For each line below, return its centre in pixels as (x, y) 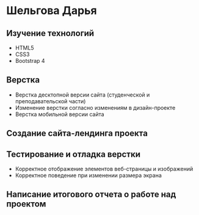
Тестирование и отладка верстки (74, 154)
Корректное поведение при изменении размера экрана (88, 175)
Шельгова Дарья (52, 11)
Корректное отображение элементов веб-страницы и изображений (104, 169)
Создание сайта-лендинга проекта (77, 133)
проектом (26, 204)
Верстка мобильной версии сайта (60, 114)
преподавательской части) (50, 101)
